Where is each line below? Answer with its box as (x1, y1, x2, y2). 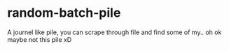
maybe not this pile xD (7, 35, 72, 43)
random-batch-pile (7, 5, 121, 21)
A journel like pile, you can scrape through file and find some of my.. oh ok (7, 28, 222, 36)
